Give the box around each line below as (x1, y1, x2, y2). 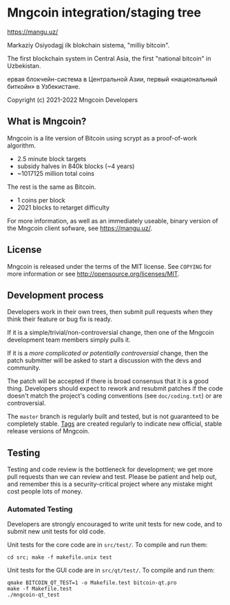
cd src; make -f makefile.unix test (7, 554, 112, 561)
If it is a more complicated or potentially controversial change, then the (7, 349, 209, 358)
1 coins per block (17, 196, 65, 204)
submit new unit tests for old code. (7, 527, 106, 535)
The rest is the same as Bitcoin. (7, 183, 96, 191)
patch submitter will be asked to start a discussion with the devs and (7, 356, 202, 365)
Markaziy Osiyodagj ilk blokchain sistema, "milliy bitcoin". (7, 41, 170, 49)
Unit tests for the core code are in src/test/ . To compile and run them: (7, 541, 208, 549)
